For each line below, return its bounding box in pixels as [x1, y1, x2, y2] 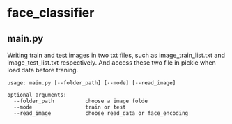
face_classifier [7, 5, 95, 21]
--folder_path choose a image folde [13, 98, 148, 104]
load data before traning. [7, 66, 79, 74]
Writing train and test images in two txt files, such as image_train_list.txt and [7, 51, 225, 59]
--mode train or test [13, 104, 127, 111]
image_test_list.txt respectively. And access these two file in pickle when [7, 59, 216, 67]
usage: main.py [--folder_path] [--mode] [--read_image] [7, 79, 176, 86]
